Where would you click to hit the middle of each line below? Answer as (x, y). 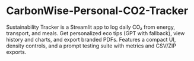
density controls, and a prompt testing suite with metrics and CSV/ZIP (91, 46)
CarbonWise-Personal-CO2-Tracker (97, 11)
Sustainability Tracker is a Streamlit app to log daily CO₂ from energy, (90, 27)
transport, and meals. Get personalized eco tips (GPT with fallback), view (96, 33)
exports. (16, 52)
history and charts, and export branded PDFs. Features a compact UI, (91, 39)
